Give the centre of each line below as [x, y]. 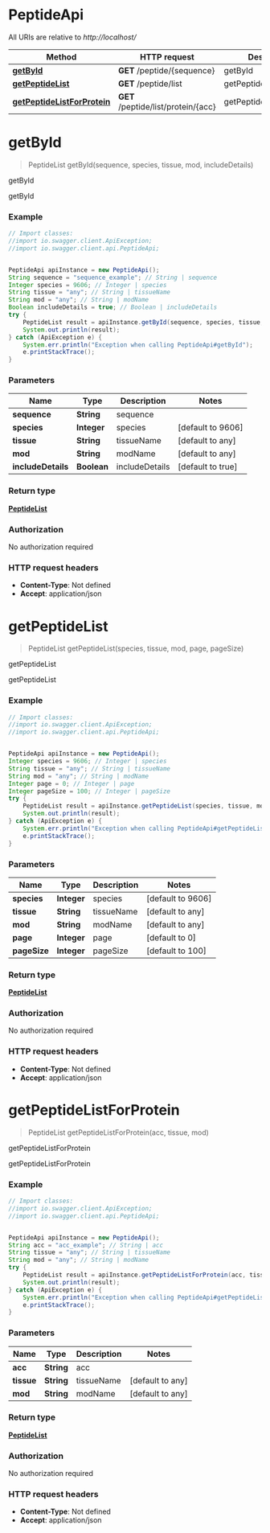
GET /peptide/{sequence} [166, 70]
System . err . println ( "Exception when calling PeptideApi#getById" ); [138, 345]
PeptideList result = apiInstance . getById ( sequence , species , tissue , [143, 322]
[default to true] [208, 466]
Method [61, 56]
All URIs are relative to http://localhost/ [72, 37]
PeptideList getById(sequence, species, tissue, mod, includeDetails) [141, 164]
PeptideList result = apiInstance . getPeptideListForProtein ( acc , [135, 1275]
